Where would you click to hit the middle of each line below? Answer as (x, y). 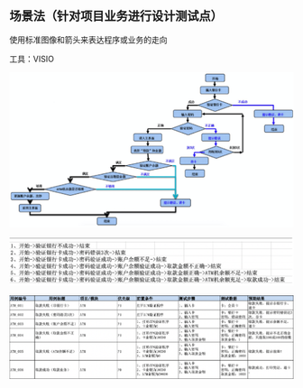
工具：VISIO (32, 59)
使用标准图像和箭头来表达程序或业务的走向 (88, 40)
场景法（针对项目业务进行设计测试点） (116, 16)
